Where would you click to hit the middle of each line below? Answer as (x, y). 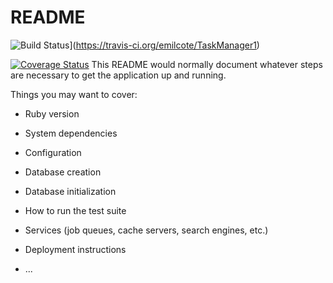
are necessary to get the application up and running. (118, 75)
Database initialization (70, 191)
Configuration (53, 152)
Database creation (63, 172)
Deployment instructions (75, 249)
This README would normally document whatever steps (207, 64)
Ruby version (52, 113)
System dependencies (71, 133)
